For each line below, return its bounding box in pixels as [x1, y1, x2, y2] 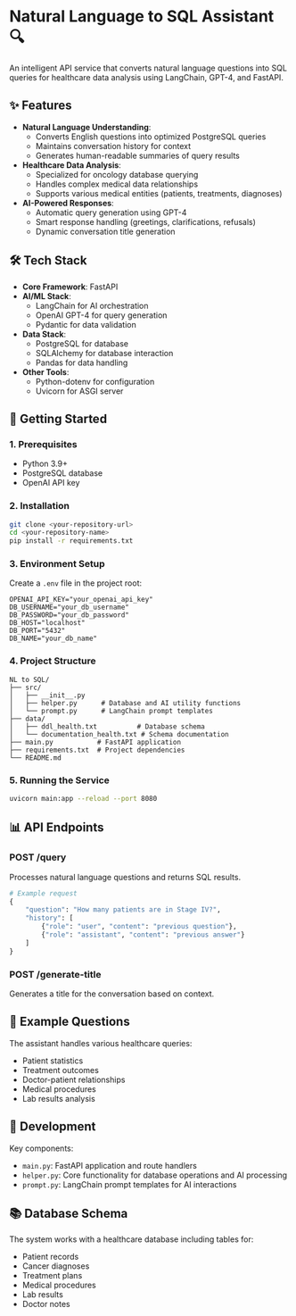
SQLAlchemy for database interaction [35, 347, 174, 358]
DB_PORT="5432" [9, 627, 66, 636]
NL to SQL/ [9, 675, 50, 684]
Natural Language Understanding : [21, 121, 152, 132]
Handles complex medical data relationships [35, 179, 199, 189]
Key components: [9, 1143, 74, 1154]
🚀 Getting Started [9, 411, 108, 426]
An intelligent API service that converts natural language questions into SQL [9, 62, 288, 73]
